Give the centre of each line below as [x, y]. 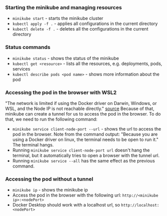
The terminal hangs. [33, 144]
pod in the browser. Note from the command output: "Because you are [85, 134]
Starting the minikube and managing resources [63, 7]
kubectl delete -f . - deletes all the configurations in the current [80, 29]
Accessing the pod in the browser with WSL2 [61, 92]
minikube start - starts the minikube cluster [58, 18]
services [21, 68]
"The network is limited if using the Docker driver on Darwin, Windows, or [81, 103]
